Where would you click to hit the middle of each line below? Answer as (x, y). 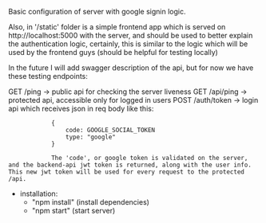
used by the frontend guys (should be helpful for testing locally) (113, 52)
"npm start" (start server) (73, 211)
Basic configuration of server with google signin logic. (97, 12)
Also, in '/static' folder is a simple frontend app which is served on (117, 27)
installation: (39, 194)
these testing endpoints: (48, 76)
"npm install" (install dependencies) (91, 202)
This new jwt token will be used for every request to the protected (127, 172)
